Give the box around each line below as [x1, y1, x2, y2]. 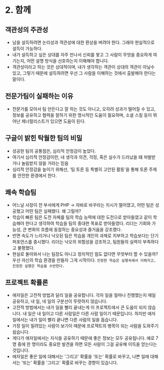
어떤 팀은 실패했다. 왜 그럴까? [25, 208, 81, 214]
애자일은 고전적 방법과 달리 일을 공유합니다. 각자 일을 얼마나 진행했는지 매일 [12, 292, 156, 298]
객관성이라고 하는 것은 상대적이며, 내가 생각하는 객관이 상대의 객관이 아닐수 [12, 64, 155, 70]
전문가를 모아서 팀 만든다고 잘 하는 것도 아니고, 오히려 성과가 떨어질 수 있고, [12, 106, 156, 112]
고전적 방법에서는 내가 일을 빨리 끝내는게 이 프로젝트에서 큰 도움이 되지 [12, 305, 147, 311]
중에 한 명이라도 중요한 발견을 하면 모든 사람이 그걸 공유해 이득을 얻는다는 [17, 342, 158, 347]
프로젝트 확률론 [5, 278, 48, 287]
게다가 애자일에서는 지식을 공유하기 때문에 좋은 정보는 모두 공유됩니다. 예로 [12, 335, 155, 341]
